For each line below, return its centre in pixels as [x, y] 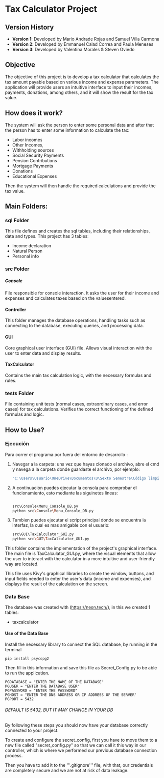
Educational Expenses [35, 176]
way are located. [22, 564]
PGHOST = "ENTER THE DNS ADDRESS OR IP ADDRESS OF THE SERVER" [71, 695]
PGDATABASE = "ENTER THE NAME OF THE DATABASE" [55, 682]
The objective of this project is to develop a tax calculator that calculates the [82, 77]
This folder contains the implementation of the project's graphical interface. [81, 548]
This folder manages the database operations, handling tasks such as [75, 320]
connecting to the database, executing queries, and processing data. [75, 326]
